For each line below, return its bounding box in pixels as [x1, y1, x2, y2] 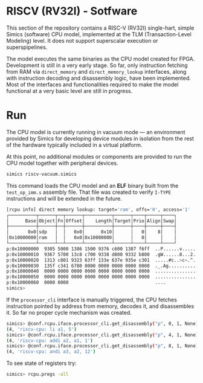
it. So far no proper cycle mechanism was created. [6, 309, 132, 316]
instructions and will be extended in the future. [6, 195, 123, 202]
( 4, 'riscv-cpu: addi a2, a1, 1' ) [6, 337, 94, 344]
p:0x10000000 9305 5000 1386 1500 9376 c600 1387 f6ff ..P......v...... [6, 246, 199, 252]
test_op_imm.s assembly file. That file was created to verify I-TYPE [6, 188, 171, 196]
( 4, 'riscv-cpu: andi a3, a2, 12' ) [6, 349, 96, 355]
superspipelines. [6, 43, 48, 51]
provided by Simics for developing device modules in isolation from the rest [6, 135, 195, 142]
